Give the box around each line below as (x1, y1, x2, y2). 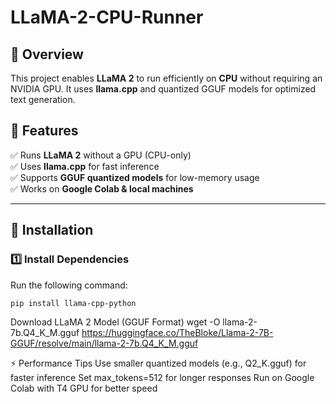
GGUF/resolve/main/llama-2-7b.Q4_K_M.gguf (10, 337, 199, 350)
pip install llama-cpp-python (10, 298, 137, 308)
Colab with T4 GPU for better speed (10, 382, 158, 395)
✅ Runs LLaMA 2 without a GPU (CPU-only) (10, 149, 192, 161)
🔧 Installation (10, 222, 94, 239)
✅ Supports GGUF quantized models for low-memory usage (10, 171, 260, 183)
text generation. (10, 94, 76, 105)
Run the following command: (10, 279, 128, 291)
